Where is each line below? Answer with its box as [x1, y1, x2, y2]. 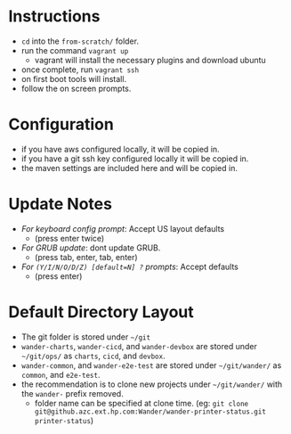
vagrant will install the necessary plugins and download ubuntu [34, 54, 266, 65]
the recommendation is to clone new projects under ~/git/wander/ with [20, 379, 283, 389]
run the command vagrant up [20, 45, 129, 55]
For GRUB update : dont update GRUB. [20, 242, 161, 253]
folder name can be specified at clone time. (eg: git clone [34, 397, 249, 408]
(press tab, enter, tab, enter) [34, 251, 139, 262]
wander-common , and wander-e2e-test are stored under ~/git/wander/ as [20, 359, 282, 371]
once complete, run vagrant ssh [20, 64, 140, 75]
